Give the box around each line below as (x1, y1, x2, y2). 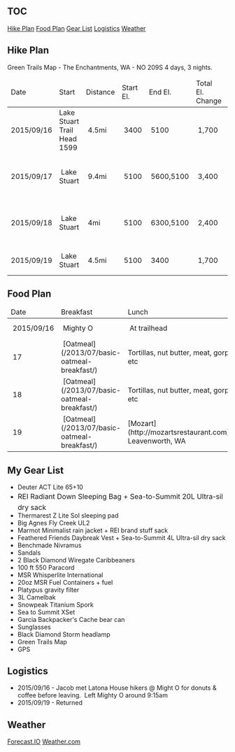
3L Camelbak (17, 593, 56, 601)
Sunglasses (17, 623, 51, 631)
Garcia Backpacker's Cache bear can (17, 615, 125, 623)
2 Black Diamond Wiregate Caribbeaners (17, 555, 135, 564)
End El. (148, 87, 171, 97)
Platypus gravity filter (17, 586, 80, 594)
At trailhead (129, 323, 168, 333)
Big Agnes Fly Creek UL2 (17, 518, 90, 527)
